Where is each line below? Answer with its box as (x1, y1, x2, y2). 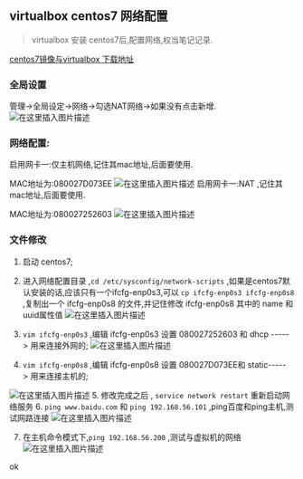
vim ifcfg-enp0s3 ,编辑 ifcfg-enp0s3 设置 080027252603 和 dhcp (22, 329, 270, 340)
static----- (247, 359, 287, 369)
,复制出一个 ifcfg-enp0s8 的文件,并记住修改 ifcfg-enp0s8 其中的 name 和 (22, 298, 294, 309)
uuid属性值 (22, 309, 63, 320)
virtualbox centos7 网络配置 (9, 8, 168, 24)
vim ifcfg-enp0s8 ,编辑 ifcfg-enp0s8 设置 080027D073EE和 (22, 359, 246, 369)
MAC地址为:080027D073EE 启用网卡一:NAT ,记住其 (9, 178, 283, 189)
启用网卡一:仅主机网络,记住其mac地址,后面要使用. (9, 159, 194, 170)
